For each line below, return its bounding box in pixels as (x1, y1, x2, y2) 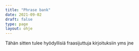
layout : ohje (5, 26, 33, 31)
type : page (5, 21, 28, 27)
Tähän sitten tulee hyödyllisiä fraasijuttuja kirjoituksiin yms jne (5, 40, 134, 46)
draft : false (5, 17, 33, 22)
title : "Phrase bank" (5, 7, 51, 13)
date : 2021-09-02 (5, 12, 42, 17)
